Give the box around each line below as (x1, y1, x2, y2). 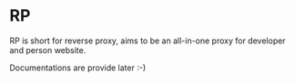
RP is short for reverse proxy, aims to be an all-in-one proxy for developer (9, 35, 286, 46)
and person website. (9, 44, 86, 55)
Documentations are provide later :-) (9, 62, 147, 73)
